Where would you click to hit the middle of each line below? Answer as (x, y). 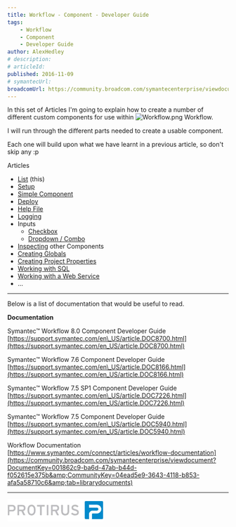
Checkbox (43, 231)
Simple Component (45, 194)
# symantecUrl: (29, 82)
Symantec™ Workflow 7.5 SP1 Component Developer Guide (92, 388)
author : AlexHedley (36, 52)
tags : (15, 22)
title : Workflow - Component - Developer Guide (78, 15)
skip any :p (23, 152)
